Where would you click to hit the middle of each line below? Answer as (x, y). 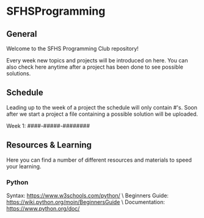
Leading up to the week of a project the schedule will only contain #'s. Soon (102, 107)
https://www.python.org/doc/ (43, 208)
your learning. (24, 166)
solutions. (19, 73)
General (22, 34)
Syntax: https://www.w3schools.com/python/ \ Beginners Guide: (88, 195)
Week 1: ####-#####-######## (48, 126)
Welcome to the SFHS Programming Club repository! (73, 48)
